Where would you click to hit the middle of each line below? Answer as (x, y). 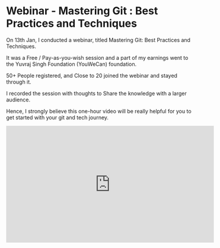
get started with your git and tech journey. (57, 117)
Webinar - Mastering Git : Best (82, 11)
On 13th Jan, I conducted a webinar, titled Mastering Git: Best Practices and (98, 40)
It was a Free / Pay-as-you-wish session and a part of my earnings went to (97, 58)
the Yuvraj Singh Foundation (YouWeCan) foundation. (71, 64)
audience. (18, 100)
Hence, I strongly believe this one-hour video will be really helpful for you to (99, 111)
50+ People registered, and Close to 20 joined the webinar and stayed (92, 75)
